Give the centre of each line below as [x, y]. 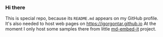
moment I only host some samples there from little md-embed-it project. [81, 29]
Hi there [15, 7]
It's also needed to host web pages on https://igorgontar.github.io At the [81, 23]
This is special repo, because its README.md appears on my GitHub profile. [82, 18]
